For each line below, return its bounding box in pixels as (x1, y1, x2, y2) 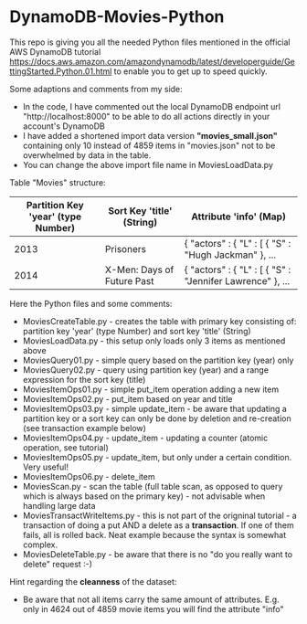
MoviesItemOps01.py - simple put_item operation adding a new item (22, 384, 280, 395)
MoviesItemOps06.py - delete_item (22, 471, 155, 481)
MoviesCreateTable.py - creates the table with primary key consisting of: (22, 315, 297, 326)
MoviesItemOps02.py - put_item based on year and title (22, 393, 233, 404)
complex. (22, 539, 58, 550)
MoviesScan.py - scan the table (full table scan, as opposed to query (22, 481, 283, 492)
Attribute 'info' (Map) (191, 210, 286, 223)
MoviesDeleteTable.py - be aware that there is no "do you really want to (22, 548, 293, 559)
